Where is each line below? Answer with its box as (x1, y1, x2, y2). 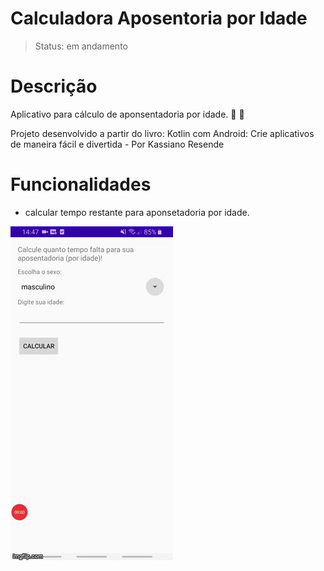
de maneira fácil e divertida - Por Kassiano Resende (10, 138, 225, 150)
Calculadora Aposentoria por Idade (10, 7, 308, 30)
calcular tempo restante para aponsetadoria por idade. (24, 206, 250, 218)
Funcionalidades (10, 173, 152, 196)
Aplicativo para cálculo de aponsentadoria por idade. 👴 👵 (10, 108, 245, 120)
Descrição (10, 75, 98, 98)
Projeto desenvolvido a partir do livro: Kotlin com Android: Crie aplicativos (10, 127, 315, 139)
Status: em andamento (34, 40, 128, 52)
